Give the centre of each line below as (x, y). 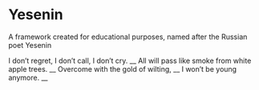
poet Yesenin (30, 45)
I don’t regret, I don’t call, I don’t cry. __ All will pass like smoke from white (130, 61)
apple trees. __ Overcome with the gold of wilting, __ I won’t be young (123, 68)
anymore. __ (28, 77)
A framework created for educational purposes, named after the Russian (128, 37)
